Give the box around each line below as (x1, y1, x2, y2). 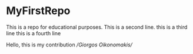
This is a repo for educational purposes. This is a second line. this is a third (6, 23, 188, 31)
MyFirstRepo (6, 4, 71, 18)
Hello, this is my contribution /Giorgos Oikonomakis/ (6, 41, 132, 48)
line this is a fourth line (6, 29, 61, 36)
